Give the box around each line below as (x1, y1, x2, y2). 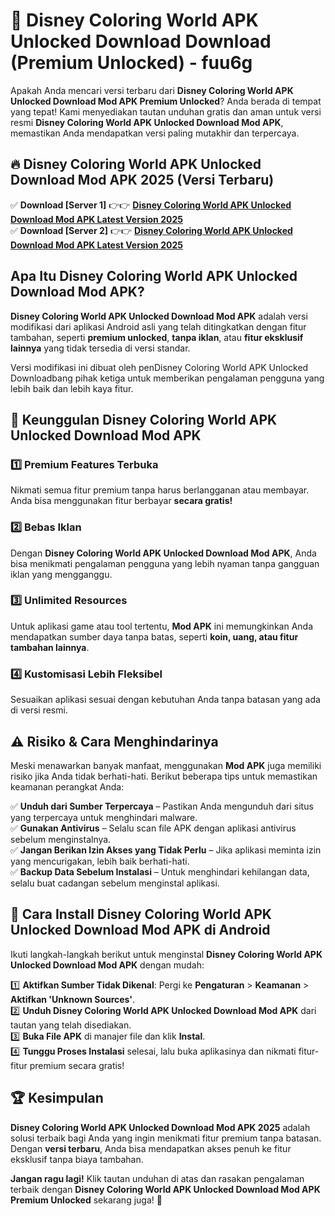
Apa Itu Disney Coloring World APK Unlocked (10, 268, 298, 285)
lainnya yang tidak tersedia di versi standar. (10, 342, 191, 354)
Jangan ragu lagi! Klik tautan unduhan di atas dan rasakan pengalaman (10, 1172, 305, 1184)
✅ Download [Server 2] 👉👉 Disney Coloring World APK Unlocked (10, 224, 293, 236)
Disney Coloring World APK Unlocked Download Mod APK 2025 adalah (10, 1121, 311, 1133)
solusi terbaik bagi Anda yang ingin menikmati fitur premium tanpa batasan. (10, 1132, 322, 1144)
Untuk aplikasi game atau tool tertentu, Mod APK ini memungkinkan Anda (10, 620, 313, 632)
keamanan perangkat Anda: (10, 780, 125, 793)
